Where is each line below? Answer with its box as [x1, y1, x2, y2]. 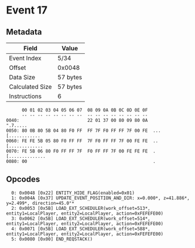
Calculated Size [9, 83, 52, 91]
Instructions [9, 92, 42, 100]
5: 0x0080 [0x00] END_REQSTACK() [11, 236, 93, 242]
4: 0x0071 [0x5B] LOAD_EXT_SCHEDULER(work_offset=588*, [11, 226, 150, 232]
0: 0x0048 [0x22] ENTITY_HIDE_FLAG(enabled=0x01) [11, 190, 135, 196]
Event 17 [6, 4, 48, 17]
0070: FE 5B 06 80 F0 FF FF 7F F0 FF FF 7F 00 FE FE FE [6, 148, 148, 154]
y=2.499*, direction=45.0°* [6, 200, 75, 206]
